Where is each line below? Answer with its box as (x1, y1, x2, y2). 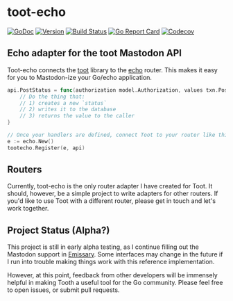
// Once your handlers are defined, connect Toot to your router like (7, 131, 216, 138)
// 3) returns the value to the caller (19, 113, 135, 120)
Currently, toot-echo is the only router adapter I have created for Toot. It (7, 182, 213, 190)
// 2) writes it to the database (19, 106, 116, 113)
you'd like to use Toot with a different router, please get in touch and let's (7, 197, 216, 205)
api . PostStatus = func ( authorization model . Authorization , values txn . (7, 86, 218, 94)
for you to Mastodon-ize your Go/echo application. (7, 73, 153, 81)
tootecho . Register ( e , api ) (7, 144, 85, 152)
